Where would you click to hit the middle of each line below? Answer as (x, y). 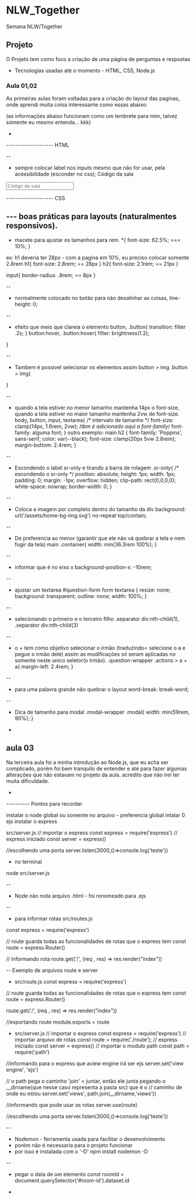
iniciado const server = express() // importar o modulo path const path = (102, 1046)
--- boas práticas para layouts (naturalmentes (92, 217)
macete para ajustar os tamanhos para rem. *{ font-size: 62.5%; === (98, 240)
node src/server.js (28, 873)
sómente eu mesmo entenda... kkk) (49, 122)
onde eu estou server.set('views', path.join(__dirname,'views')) (81, 1093)
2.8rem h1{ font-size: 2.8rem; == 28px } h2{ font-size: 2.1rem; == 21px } (92, 264)
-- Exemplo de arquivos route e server (52, 970)
